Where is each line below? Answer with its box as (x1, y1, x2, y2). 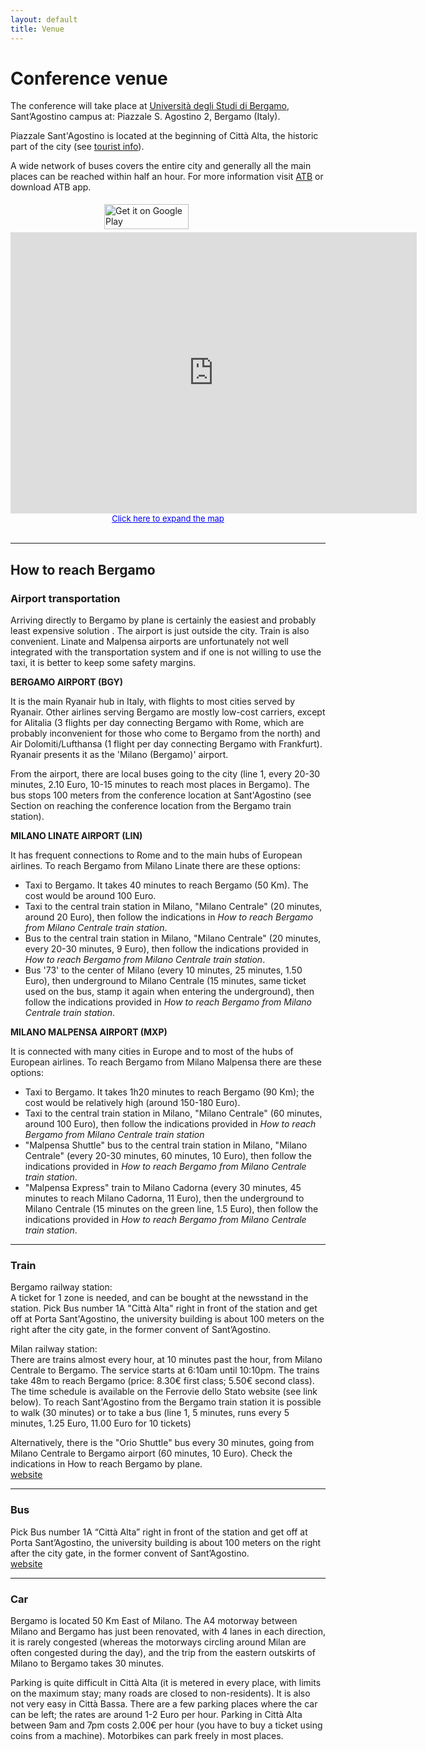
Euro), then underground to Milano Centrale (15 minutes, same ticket (24, 975, 307, 987)
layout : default (10, 14, 78, 25)
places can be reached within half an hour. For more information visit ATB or (10, 171, 324, 183)
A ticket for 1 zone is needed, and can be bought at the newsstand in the (10, 1292, 309, 1304)
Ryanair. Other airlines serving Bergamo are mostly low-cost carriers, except (10, 706, 326, 718)
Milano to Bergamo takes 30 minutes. (10, 1657, 165, 1670)
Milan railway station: (10, 1343, 98, 1355)
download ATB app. (10, 181, 92, 193)
